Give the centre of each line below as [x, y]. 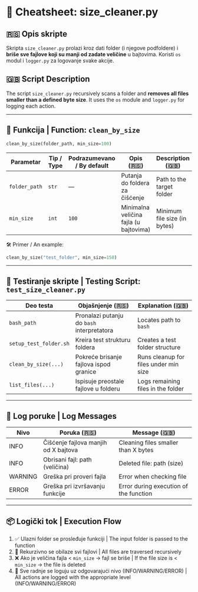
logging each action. [31, 106]
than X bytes [136, 450]
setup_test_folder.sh [39, 344]
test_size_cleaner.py [46, 290]
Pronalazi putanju [99, 315]
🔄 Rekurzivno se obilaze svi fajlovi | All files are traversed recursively [98, 551]
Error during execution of [154, 486]
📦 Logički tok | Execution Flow [64, 521]
